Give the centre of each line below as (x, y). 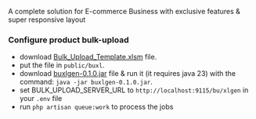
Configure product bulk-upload (69, 40)
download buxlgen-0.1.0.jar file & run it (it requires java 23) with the (128, 74)
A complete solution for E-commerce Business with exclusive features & (124, 11)
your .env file (41, 99)
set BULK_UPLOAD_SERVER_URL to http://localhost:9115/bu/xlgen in (134, 90)
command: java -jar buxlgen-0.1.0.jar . (86, 82)
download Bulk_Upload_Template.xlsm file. (88, 57)
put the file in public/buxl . (62, 65)
